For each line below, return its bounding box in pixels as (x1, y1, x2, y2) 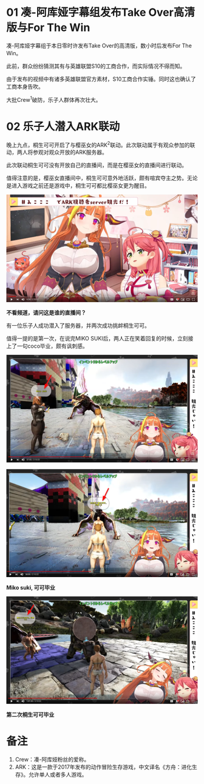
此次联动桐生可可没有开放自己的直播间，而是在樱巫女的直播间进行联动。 (6, 161, 187, 169)
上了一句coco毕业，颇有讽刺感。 (6, 342, 88, 350)
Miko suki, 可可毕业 (6, 584, 56, 592)
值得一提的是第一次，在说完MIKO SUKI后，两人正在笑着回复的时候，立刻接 (6, 335, 194, 342)
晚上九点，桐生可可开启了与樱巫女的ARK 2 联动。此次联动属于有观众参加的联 (6, 140, 195, 149)
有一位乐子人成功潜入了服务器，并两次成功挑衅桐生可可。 (6, 322, 150, 329)
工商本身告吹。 (6, 83, 44, 90)
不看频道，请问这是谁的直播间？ (6, 309, 86, 316)
